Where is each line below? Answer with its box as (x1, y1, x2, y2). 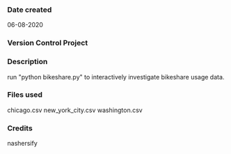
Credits (7, 123, 33, 133)
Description (7, 57, 48, 67)
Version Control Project (7, 38, 88, 48)
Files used (7, 90, 43, 100)
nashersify (7, 139, 38, 148)
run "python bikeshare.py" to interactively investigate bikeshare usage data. (7, 72, 225, 81)
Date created (7, 5, 52, 15)
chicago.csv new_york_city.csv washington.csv (7, 106, 143, 114)
